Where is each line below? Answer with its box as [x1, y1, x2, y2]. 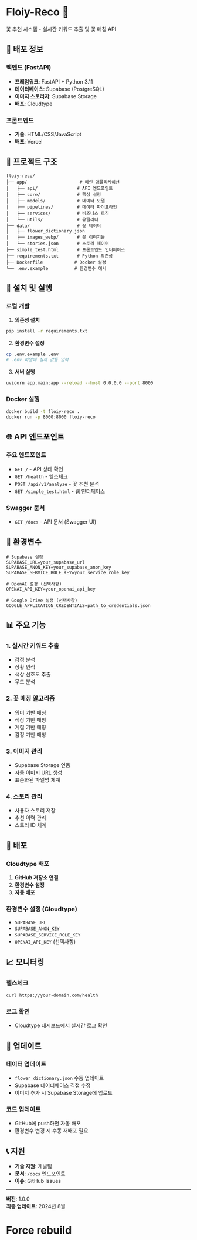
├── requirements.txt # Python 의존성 [6, 253, 113, 259]
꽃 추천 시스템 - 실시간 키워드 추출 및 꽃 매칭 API [6, 25, 117, 32]
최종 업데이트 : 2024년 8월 [6, 1202, 66, 1209]
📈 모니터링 [6, 957, 45, 967]
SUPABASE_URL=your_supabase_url [6, 559, 85, 565]
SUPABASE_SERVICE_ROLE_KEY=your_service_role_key [6, 569, 130, 575]
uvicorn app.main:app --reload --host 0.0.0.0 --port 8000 [6, 380, 154, 386]
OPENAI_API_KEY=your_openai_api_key [6, 586, 96, 592]
